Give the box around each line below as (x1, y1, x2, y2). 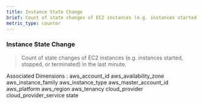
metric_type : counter (6, 20, 61, 26)
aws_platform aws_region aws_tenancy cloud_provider (6, 85, 143, 92)
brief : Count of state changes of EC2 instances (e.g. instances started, (6, 15, 200, 21)
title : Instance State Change (6, 8, 83, 15)
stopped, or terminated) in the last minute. (21, 60, 127, 67)
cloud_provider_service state (6, 92, 79, 99)
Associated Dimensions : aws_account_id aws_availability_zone (6, 72, 165, 80)
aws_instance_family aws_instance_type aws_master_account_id (6, 78, 169, 86)
